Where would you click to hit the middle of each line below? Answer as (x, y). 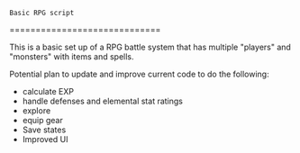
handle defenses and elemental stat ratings (102, 101)
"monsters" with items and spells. (72, 57)
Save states (44, 130)
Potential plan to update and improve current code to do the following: (139, 74)
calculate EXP (48, 91)
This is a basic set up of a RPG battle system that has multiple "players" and (150, 47)
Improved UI (45, 139)
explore (36, 111)
